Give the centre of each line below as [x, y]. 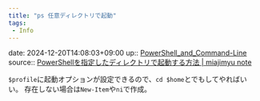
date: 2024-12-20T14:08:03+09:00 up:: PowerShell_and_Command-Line [128, 53]
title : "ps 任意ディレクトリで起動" [62, 16]
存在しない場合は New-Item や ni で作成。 [88, 89]
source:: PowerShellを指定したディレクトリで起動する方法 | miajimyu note [130, 62]
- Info [23, 30]
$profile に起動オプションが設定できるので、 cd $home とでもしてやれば [124, 80]
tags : [17, 23]
